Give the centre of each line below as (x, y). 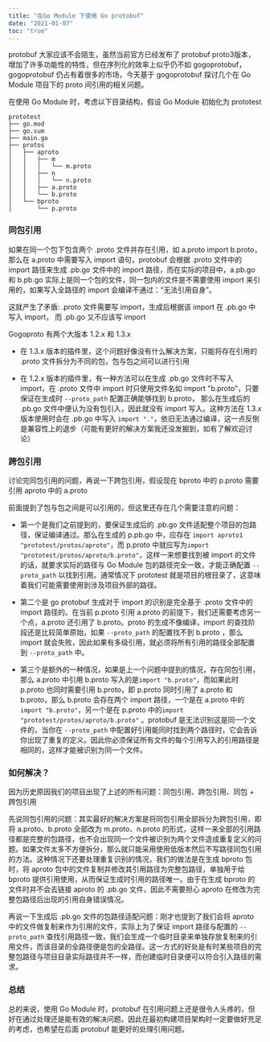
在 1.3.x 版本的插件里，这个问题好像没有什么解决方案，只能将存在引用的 (139, 351)
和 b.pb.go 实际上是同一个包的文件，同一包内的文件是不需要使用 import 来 (131, 279)
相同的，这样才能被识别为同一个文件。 (83, 750)
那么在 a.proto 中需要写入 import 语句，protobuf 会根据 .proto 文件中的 (125, 259)
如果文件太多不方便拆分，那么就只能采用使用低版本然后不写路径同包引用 (142, 849)
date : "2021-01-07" (41, 23)
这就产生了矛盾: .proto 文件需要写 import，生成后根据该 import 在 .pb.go (128, 307)
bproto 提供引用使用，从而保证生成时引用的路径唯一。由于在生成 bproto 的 (132, 879)
